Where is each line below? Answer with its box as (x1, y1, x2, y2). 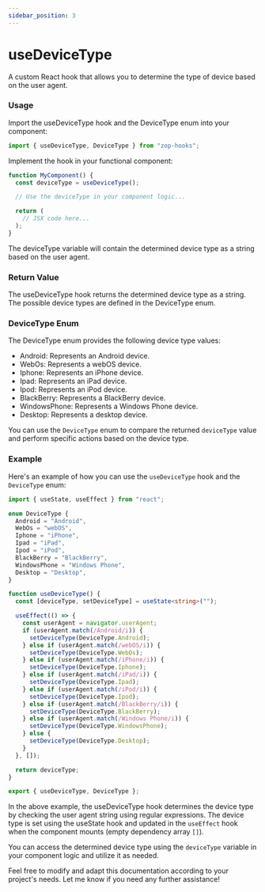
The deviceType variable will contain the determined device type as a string (8, 243, 255, 253)
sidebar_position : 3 (8, 11, 77, 20)
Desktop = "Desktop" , (15, 568, 87, 576)
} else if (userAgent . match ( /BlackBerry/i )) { (22, 700, 179, 708)
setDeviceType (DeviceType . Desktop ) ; (28, 737, 150, 745)
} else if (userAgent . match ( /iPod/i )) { (22, 685, 157, 693)
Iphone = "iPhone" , (15, 532, 80, 540)
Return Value (8, 271, 59, 283)
